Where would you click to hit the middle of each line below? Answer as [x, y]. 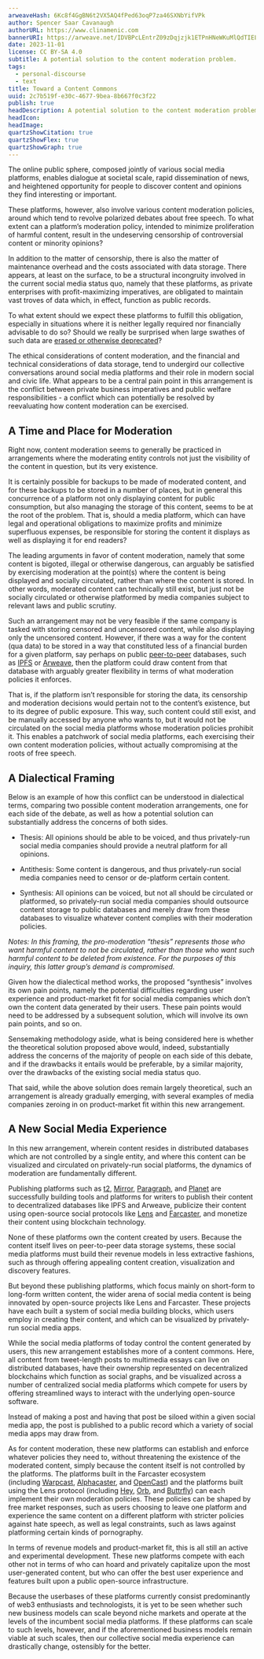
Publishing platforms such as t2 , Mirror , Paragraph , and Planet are [115, 1188]
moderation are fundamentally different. [73, 1173]
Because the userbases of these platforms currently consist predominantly [129, 1596]
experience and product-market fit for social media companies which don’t [129, 999]
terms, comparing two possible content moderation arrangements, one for [128, 805]
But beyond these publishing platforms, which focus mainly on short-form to [132, 1286]
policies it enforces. [40, 680]
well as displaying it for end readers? [68, 541]
